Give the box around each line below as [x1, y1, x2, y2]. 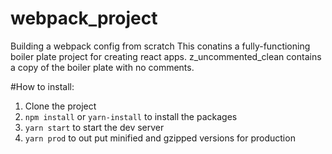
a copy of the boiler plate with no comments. [10, 61, 195, 73]
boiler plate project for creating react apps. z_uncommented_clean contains [10, 50, 322, 62]
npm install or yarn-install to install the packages [24, 110, 238, 122]
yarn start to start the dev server [24, 121, 165, 133]
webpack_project [10, 7, 158, 30]
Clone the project [24, 100, 97, 112]
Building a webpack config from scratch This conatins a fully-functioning [10, 40, 311, 52]
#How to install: [10, 80, 75, 92]
